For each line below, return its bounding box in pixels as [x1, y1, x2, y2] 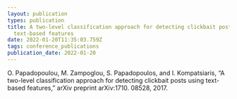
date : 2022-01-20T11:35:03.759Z [7, 37, 102, 44]
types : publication [7, 17, 65, 24]
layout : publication [7, 10, 68, 18]
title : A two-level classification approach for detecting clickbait [7, 23, 217, 30]
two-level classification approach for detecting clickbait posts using [7, 76, 205, 84]
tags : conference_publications [7, 43, 99, 50]
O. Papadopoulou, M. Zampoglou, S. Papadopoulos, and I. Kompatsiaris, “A [7, 68, 225, 77]
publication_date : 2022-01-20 [7, 50, 97, 57]
